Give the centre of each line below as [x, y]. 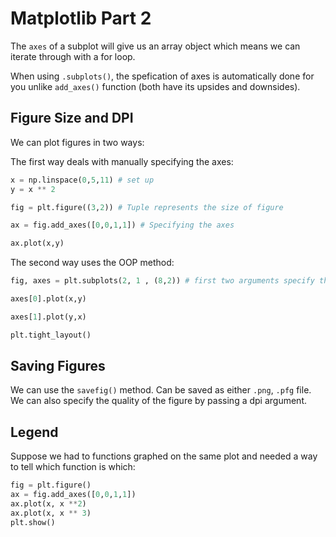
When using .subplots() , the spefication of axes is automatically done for [162, 76]
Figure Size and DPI [72, 118]
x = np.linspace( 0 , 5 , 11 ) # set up [82, 180]
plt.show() [33, 522]
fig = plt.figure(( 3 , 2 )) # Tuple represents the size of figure [147, 207]
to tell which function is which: [73, 467]
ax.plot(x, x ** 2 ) [48, 504]
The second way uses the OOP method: [92, 263]
